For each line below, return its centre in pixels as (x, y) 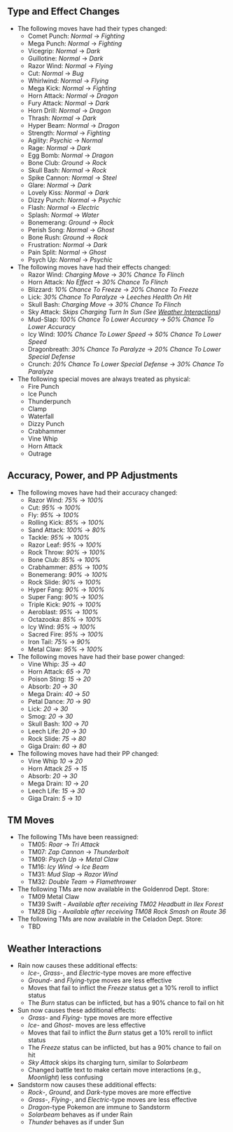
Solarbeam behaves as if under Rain (80, 1114)
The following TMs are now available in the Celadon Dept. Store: (110, 919)
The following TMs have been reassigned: (78, 837)
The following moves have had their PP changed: (88, 753)
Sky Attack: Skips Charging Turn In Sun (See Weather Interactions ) (124, 312)
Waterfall (41, 416)
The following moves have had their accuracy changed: (97, 492)
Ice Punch (42, 394)
